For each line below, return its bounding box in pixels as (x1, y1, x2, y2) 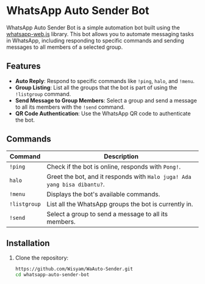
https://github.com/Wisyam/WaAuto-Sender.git (15, 266, 133, 272)
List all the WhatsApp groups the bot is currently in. (46, 200, 193, 208)
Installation (6, 238, 50, 248)
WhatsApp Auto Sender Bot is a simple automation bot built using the (6, 24, 180, 31)
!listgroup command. (15, 90, 71, 98)
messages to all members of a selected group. (6, 43, 123, 51)
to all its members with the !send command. (15, 103, 125, 111)
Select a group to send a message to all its (46, 209, 168, 218)
